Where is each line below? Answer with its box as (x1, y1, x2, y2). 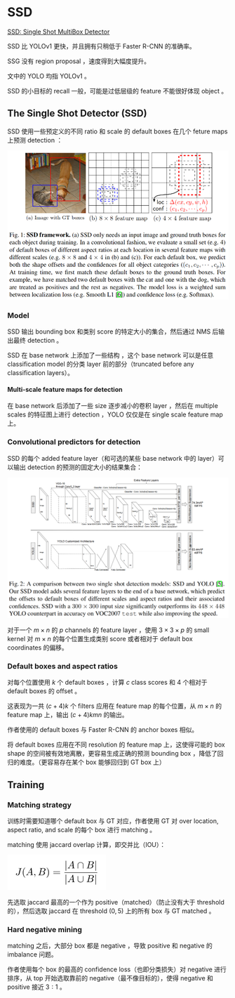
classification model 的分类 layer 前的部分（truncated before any (7, 360, 194, 369)
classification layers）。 (7, 369, 74, 377)
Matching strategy (7, 800, 72, 810)
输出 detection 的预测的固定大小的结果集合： (13, 463, 142, 471)
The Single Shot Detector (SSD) (7, 107, 147, 119)
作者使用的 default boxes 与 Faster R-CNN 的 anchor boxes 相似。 (7, 725, 199, 734)
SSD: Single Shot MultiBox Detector (7, 27, 110, 36)
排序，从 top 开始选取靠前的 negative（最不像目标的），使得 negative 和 (7, 974, 214, 983)
